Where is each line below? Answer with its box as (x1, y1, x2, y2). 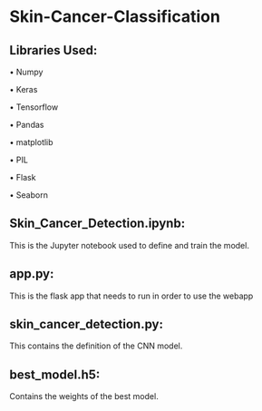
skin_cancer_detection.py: (9, 317, 163, 332)
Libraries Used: (9, 43, 98, 58)
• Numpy (9, 66, 44, 77)
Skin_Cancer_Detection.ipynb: (9, 216, 186, 231)
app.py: (9, 266, 54, 282)
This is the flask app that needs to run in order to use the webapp (9, 290, 254, 301)
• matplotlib (9, 137, 53, 147)
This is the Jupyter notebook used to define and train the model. (9, 240, 249, 250)
